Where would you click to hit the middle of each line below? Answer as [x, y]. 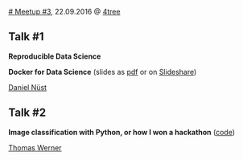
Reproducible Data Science [55, 56]
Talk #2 [27, 113]
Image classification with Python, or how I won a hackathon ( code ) [122, 132]
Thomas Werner [35, 147]
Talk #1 [26, 37]
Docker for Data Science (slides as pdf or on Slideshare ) [103, 72]
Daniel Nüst [27, 87]
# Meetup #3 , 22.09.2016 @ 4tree [64, 12]
